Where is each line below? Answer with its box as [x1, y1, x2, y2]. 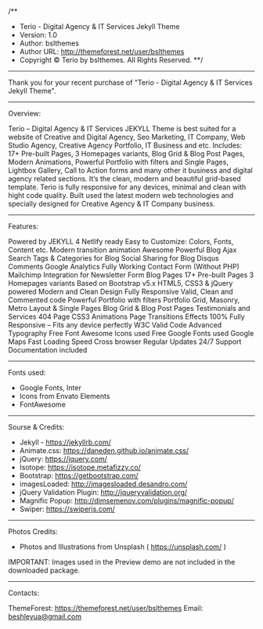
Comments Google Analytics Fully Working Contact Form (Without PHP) [8, 262, 240, 271]
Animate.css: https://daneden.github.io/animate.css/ [19, 446, 189, 455]
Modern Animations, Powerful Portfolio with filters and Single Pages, [8, 157, 229, 166]
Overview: [8, 109, 41, 118]
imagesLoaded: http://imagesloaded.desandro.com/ [19, 479, 188, 488]
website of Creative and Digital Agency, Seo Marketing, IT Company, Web [8, 133, 246, 141]
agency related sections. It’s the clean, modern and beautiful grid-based [8, 174, 241, 183]
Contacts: [8, 588, 40, 598]
